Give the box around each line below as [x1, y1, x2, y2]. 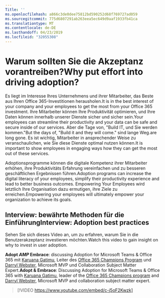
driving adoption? [5, 77, 79, 88]
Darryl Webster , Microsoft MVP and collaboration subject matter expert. [5, 277, 151, 283]
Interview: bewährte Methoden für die [5, 211, 125, 219]
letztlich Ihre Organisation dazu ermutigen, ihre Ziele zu [5, 186, 118, 192]
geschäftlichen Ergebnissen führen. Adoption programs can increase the [5, 170, 152, 176]
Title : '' [5, 7, 26, 12]
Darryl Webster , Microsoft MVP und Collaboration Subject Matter [5, 262, 136, 268]
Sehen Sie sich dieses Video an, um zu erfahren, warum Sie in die [5, 232, 139, 238]
